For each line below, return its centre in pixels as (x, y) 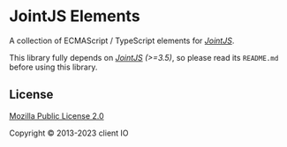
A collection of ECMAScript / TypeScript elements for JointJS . (122, 40)
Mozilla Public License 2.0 (57, 115)
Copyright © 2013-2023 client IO (69, 133)
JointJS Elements (75, 16)
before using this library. (53, 67)
